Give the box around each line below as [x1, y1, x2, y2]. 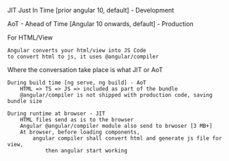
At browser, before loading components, [20, 129, 140, 136]
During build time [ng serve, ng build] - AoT [7, 79, 147, 86]
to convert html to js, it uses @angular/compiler [7, 53, 159, 60]
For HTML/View [7, 33, 53, 42]
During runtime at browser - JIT [7, 110, 106, 117]
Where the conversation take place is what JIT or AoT [7, 66, 163, 73]
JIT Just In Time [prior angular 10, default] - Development [7, 6, 175, 14]
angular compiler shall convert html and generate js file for [32, 135, 222, 142]
